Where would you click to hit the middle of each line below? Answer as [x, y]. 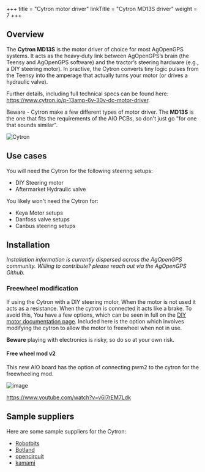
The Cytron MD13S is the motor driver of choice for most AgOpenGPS [95, 49]
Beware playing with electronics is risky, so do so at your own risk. [90, 339]
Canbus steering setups [45, 226]
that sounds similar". [32, 125]
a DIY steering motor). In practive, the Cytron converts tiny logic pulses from [102, 68]
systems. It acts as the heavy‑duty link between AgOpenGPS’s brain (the [98, 56]
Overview [25, 35]
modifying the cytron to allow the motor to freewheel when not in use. [94, 328]
